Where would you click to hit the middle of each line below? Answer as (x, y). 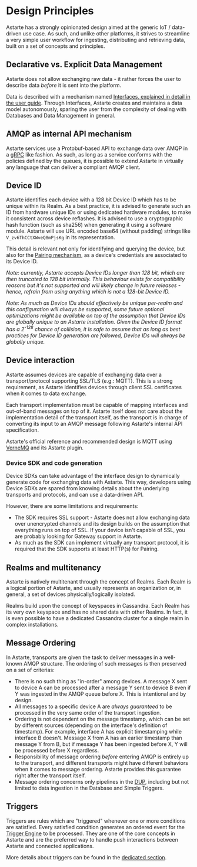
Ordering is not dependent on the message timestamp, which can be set (102, 719)
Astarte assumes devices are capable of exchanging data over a (84, 374)
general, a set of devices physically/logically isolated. (71, 594)
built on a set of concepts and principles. (56, 46)
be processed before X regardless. (57, 750)
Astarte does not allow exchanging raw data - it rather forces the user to (94, 79)
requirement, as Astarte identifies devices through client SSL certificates (94, 387)
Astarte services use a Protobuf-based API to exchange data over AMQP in (97, 148)
